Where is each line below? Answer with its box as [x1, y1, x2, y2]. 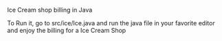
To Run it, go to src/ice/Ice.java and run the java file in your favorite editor [7, 19, 215, 27]
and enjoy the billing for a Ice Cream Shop [7, 27, 126, 34]
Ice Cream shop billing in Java [7, 6, 93, 14]
